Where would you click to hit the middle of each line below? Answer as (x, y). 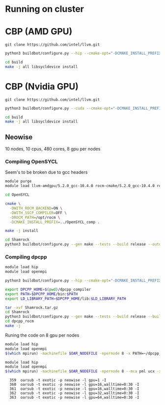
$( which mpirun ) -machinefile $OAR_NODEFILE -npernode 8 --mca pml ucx (80, 372)
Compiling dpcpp (26, 257)
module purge (18, 181)
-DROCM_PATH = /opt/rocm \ (35, 218)
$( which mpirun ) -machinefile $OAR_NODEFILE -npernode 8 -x (68, 353)
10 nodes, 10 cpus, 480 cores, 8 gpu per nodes (53, 149)
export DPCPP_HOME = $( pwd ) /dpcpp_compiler (48, 289)
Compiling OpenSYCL (31, 162)
